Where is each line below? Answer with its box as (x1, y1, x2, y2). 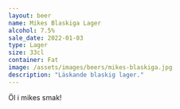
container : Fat (8, 56, 59, 64)
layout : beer (8, 11, 52, 20)
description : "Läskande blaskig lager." (8, 71, 145, 79)
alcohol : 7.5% (8, 26, 56, 34)
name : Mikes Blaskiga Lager (8, 19, 102, 27)
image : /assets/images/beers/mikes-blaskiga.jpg (8, 64, 173, 72)
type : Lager (8, 41, 48, 49)
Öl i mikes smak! (8, 92, 62, 102)
